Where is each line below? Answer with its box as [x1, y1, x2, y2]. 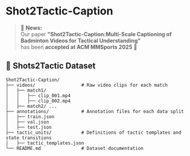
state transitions [5, 134, 52, 141]
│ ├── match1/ [5, 87, 46, 93]
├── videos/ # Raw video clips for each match [5, 82, 168, 88]
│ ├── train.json [5, 113, 55, 120]
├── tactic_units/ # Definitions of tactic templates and [5, 129, 182, 136]
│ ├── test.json [5, 124, 52, 130]
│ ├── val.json [5, 119, 49, 125]
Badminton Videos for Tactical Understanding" [20, 37, 141, 44]
